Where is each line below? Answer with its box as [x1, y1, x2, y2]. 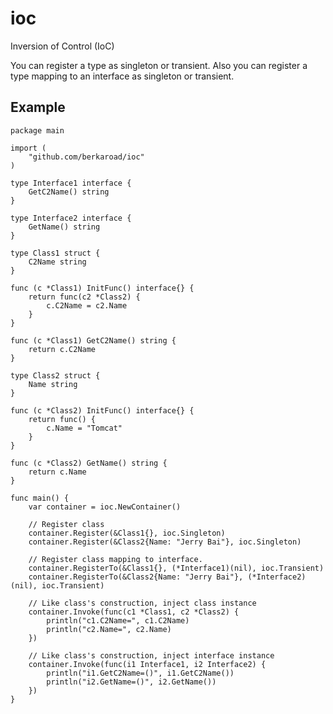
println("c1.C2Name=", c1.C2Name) [46, 615, 190, 626]
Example [10, 99, 66, 116]
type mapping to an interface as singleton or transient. [10, 70, 235, 82]
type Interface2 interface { [10, 213, 132, 223]
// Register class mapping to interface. [28, 554, 203, 564]
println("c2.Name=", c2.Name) [46, 624, 172, 634]
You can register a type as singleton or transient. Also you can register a [10, 59, 308, 71]
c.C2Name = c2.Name [46, 300, 128, 311]
